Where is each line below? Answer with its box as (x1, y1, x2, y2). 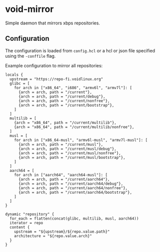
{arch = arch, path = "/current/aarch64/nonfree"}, (18, 185, 128, 190)
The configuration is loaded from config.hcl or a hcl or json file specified (5, 47, 156, 53)
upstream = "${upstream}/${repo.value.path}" (14, 229, 110, 234)
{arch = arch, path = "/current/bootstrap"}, (18, 103, 114, 108)
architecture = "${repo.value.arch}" (14, 233, 92, 239)
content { (9, 225, 30, 230)
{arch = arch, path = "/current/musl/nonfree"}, (18, 150, 121, 155)
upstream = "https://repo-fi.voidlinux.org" (9, 76, 103, 82)
